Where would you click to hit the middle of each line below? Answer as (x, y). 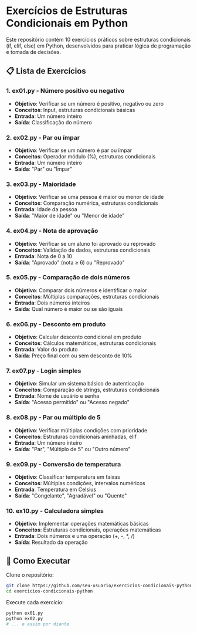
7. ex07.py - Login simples (44, 371)
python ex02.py (25, 618)
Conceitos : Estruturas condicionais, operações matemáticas (88, 530)
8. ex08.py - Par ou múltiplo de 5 (53, 418)
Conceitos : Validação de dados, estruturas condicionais (82, 250)
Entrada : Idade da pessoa (46, 209)
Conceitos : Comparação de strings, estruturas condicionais (87, 390)
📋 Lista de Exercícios (46, 71)
